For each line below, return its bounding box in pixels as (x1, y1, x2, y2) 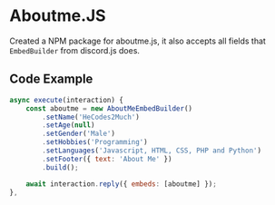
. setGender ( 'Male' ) (42, 129, 116, 139)
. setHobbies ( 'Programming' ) (42, 138, 148, 147)
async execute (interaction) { (9, 95, 124, 104)
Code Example (9, 72, 93, 87)
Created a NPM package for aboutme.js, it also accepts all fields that (9, 35, 266, 46)
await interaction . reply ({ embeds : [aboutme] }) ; (25, 179, 218, 189)
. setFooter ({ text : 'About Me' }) (42, 154, 172, 163)
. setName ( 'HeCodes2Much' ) (42, 112, 141, 122)
